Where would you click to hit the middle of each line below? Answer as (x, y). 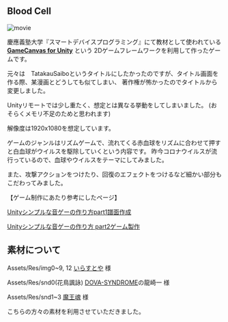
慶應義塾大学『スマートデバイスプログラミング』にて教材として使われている (114, 42)
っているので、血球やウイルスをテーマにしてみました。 (90, 159)
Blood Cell (29, 11)
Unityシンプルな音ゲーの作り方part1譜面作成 (69, 212)
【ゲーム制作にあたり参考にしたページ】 (64, 197)
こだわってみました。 (37, 183)
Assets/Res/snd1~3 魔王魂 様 (48, 297)
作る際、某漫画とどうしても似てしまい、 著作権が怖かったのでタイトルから (112, 82)
